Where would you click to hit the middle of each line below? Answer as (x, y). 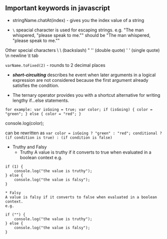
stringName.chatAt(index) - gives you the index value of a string (78, 20)
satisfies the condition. (36, 85)
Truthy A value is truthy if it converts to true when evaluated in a (85, 152)
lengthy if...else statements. (41, 100)
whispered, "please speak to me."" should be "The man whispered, (81, 35)
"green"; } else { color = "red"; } (43, 114)
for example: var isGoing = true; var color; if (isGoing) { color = (79, 109)
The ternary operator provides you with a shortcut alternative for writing (86, 95)
